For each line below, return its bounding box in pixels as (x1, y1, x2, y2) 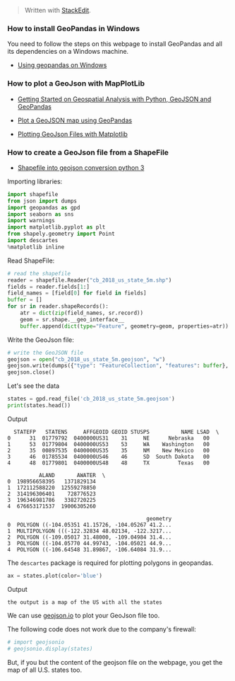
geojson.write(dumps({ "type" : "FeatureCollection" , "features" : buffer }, (7, 362, 229, 370)
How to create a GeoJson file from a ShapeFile (7, 147, 169, 157)
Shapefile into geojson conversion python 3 (17, 163, 145, 172)
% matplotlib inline (7, 244, 65, 251)
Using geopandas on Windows (17, 61, 107, 69)
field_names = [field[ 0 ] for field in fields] (7, 290, 147, 297)
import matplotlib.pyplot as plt (7, 224, 106, 231)
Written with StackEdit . (24, 6, 92, 14)
